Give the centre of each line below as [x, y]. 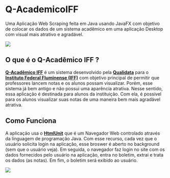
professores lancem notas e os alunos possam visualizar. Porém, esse [79, 83]
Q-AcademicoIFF [42, 9]
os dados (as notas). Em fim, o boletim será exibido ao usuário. [71, 160]
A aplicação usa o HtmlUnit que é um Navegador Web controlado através [83, 133]
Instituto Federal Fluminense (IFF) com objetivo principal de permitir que [82, 78]
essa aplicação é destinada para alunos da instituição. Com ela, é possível [83, 94]
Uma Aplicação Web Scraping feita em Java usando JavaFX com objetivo [82, 23]
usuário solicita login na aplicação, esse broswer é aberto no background [82, 144]
